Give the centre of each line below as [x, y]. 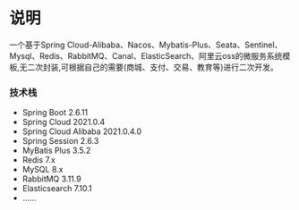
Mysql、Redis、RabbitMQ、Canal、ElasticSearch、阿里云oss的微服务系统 [146, 55]
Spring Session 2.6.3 [60, 141]
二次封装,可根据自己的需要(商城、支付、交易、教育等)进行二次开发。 [153, 67]
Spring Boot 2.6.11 [55, 113]
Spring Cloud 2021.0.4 [64, 122]
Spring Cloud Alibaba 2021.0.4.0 [82, 131]
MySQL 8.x [43, 170]
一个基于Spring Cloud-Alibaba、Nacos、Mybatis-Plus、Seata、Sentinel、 [146, 45]
